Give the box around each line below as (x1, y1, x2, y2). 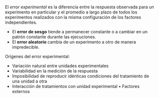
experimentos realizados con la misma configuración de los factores (5, 14, 141, 20)
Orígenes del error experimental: (5, 54, 70, 59)
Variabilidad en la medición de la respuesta (12, 68, 98, 74)
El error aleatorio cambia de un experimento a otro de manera (12, 39, 136, 45)
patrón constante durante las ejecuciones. (12, 34, 96, 40)
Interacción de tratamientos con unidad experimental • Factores (12, 84, 140, 89)
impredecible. (12, 44, 40, 50)
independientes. (5, 19, 37, 25)
